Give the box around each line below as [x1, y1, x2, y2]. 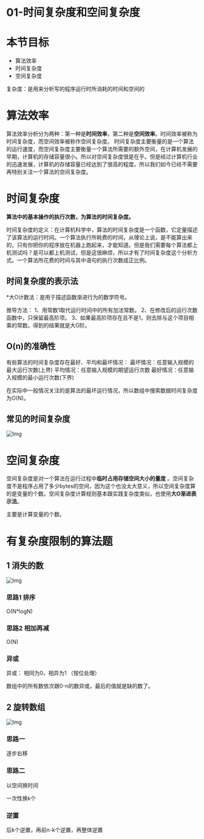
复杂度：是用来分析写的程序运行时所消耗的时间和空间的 [6, 85, 144, 93]
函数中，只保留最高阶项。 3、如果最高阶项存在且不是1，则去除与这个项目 [6, 314, 189, 321]
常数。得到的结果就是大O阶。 [16, 321, 90, 329]
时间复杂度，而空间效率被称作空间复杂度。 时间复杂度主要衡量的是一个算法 [6, 138, 194, 145]
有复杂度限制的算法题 [6, 534, 114, 548]
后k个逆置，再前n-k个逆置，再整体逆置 [6, 826, 103, 834]
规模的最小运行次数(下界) [11, 373, 75, 381]
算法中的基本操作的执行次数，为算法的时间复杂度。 [6, 213, 134, 220]
